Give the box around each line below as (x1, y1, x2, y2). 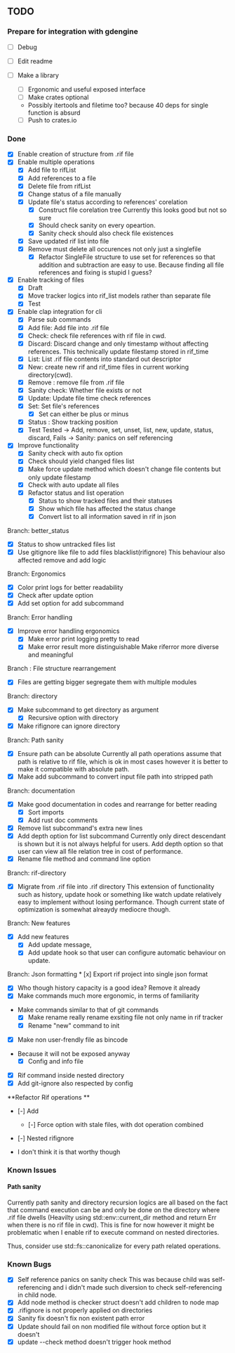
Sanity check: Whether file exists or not (27, 386, 142, 394)
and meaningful (27, 650, 74, 659)
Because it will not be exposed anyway (17, 1049, 130, 1058)
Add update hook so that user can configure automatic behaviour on (27, 948, 226, 957)
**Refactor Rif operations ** (7, 1093, 90, 1101)
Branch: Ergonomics (7, 569, 66, 578)
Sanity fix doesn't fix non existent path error (17, 1314, 145, 1323)
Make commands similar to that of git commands (17, 1006, 159, 1014)
